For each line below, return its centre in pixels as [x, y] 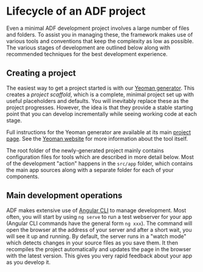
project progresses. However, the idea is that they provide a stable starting [100, 107]
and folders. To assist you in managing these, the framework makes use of [100, 34]
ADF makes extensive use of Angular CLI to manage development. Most [96, 210]
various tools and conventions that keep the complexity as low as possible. [100, 41]
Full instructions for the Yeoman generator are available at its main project [99, 132]
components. [23, 176]
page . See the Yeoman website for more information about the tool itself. [97, 138]
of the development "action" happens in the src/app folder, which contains [100, 163]
